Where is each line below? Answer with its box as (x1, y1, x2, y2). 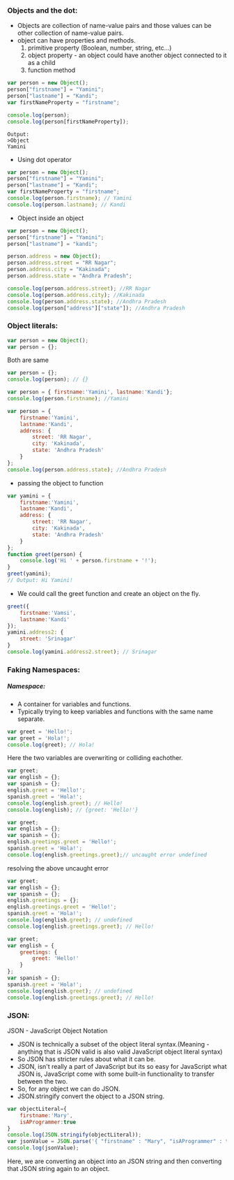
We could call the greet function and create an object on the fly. (17, 589, 201, 597)
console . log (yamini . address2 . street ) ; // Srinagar (7, 648, 157, 655)
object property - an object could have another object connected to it (27, 51, 227, 59)
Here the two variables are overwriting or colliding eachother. (7, 754, 183, 762)
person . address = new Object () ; (7, 253, 101, 260)
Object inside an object (17, 214, 84, 222)
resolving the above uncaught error (7, 864, 109, 872)
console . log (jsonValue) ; (7, 1144, 79, 1151)
